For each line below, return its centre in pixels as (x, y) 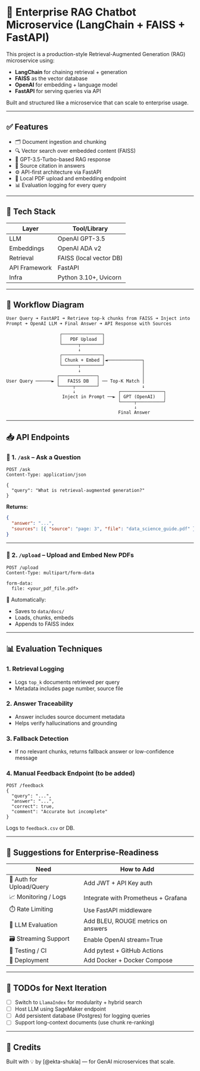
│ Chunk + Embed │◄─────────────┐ (102, 361)
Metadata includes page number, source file (69, 688)
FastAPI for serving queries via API (58, 91)
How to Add (137, 869)
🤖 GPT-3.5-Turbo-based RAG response (63, 159)
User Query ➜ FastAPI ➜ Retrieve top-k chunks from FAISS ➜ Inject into (98, 319)
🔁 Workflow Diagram (45, 305)
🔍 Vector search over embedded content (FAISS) (75, 150)
